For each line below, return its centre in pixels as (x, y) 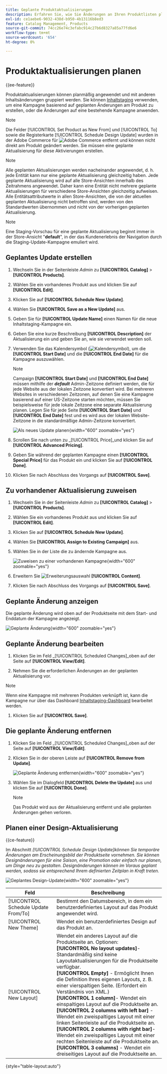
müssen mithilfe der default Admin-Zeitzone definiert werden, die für (83, 384)
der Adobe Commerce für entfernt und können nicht (81, 140)
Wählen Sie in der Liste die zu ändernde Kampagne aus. (70, 552)
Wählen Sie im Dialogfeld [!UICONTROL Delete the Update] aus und (82, 782)
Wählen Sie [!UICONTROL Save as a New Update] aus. (69, 309)
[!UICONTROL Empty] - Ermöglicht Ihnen (105, 973)
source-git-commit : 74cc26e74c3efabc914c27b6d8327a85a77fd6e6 (71, 28)
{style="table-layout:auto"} (33, 1066)
